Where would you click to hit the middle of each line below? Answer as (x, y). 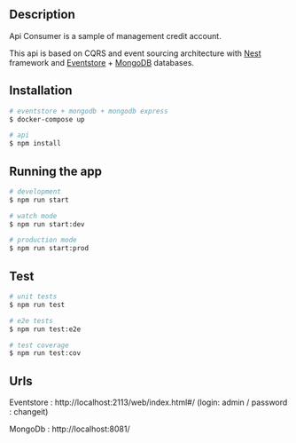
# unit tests (33, 297)
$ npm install (35, 144)
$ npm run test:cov (45, 353)
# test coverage (39, 345)
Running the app (55, 171)
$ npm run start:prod (49, 249)
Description (42, 15)
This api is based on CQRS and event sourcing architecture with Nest (135, 53)
